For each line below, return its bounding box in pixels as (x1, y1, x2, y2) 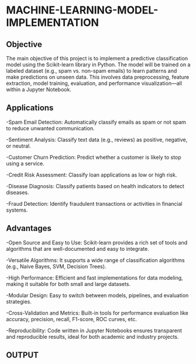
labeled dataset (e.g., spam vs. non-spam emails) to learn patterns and (6, 67, 177, 74)
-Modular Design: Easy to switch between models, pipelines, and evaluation (6, 291, 189, 299)
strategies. (6, 298, 32, 305)
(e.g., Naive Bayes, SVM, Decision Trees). (6, 263, 106, 270)
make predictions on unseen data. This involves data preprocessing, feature (6, 74, 190, 80)
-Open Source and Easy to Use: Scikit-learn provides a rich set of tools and (6, 239, 188, 246)
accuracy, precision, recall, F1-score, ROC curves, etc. (6, 315, 137, 322)
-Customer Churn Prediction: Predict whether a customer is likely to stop (6, 154, 181, 161)
